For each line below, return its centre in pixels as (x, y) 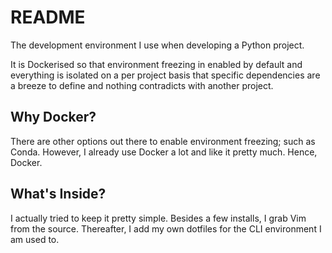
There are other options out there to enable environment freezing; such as (163, 141)
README (48, 17)
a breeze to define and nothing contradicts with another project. (142, 85)
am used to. (35, 239)
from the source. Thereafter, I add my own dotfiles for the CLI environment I (166, 228)
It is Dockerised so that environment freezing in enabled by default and (156, 64)
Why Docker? (53, 117)
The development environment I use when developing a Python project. (157, 45)
